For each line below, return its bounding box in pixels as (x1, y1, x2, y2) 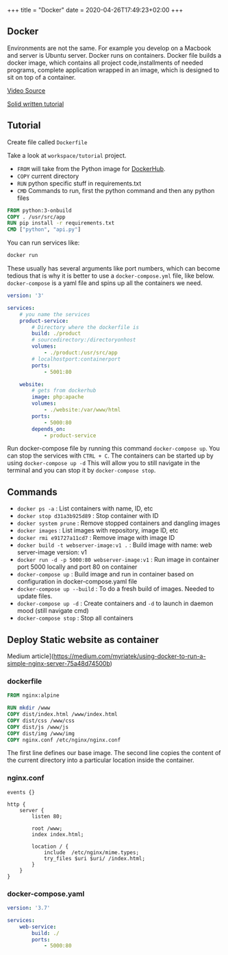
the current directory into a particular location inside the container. (7, 756, 194, 765)
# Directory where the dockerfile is (31, 324, 139, 330)
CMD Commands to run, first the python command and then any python (16, 186, 215, 194)
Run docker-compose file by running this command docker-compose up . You (7, 445, 220, 453)
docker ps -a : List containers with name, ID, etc (16, 504, 153, 513)
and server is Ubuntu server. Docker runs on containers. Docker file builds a (7, 51, 222, 59)
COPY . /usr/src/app (7, 213, 66, 221)
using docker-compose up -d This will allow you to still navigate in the (7, 459, 201, 467)
